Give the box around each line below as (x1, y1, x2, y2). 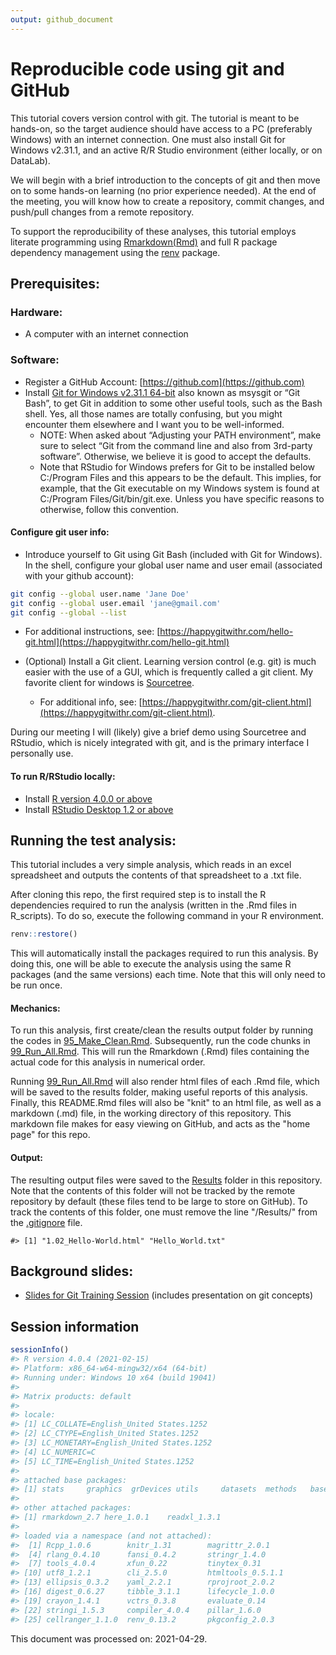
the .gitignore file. (10, 1216, 83, 1228)
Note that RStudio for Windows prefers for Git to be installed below (39, 461, 316, 473)
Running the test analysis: (10, 832, 177, 849)
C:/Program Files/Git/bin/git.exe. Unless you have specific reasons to (39, 492, 325, 505)
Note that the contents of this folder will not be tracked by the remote (10, 1184, 296, 1196)
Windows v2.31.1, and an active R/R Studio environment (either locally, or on (10, 144, 323, 156)
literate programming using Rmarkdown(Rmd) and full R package (10, 236, 278, 248)
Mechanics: (10, 1002, 61, 1014)
